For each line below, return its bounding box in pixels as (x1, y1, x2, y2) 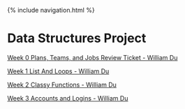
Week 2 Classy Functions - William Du (7, 80, 117, 89)
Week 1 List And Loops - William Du (7, 66, 110, 75)
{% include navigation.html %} (7, 6, 96, 14)
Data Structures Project (7, 31, 147, 46)
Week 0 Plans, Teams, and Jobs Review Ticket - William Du (7, 53, 178, 61)
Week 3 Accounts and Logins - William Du (7, 94, 128, 102)
